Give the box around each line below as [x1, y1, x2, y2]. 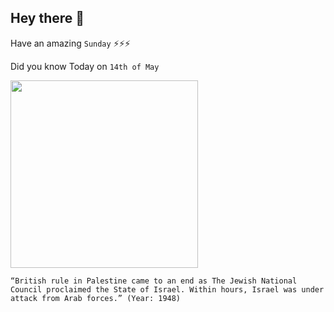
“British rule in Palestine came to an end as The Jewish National [10, 276, 298, 286]
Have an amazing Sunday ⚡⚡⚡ [10, 37, 131, 49]
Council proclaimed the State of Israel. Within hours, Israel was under [10, 284, 325, 295]
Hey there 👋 [10, 10, 85, 27]
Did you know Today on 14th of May [10, 60, 160, 72]
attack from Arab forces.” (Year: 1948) [10, 293, 182, 303]
